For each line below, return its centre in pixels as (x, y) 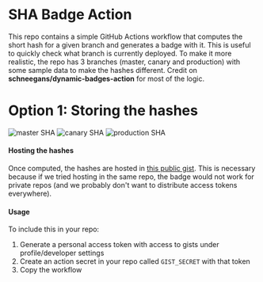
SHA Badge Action (70, 15)
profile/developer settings (62, 253)
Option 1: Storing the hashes (103, 111)
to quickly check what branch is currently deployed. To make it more (120, 53)
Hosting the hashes (41, 151)
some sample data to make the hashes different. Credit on (103, 70)
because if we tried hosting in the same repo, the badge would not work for (131, 177)
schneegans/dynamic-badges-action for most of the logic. (106, 78)
